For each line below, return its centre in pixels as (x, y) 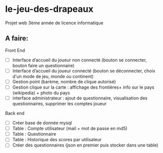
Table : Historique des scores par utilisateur (57, 140)
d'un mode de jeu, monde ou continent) (53, 76)
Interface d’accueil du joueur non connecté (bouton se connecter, (80, 60)
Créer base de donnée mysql (42, 123)
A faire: (17, 38)
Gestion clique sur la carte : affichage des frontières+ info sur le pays (83, 87)
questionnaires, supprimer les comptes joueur (59, 104)
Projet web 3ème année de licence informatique (54, 23)
